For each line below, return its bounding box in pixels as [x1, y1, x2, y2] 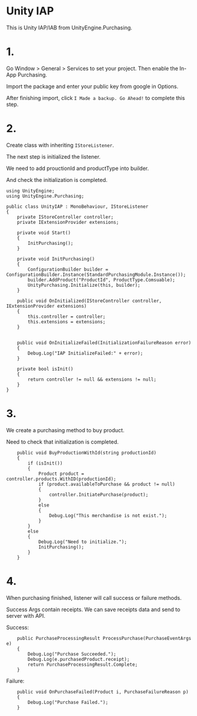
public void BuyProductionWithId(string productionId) [17, 450, 157, 456]
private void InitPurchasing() [17, 256, 95, 262]
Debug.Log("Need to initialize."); [38, 539, 128, 545]
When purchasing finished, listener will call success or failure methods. [6, 594, 182, 601]
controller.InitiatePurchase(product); [49, 492, 148, 497]
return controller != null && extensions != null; [28, 376, 157, 383]
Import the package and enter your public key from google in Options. [6, 83, 178, 90]
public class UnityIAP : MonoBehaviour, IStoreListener [6, 204, 148, 210]
